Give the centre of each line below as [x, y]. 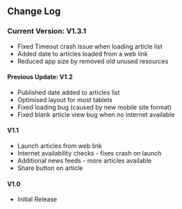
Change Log [34, 11]
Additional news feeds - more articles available [84, 161]
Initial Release [37, 199]
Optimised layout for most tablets [65, 99]
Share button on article [50, 168]
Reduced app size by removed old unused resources [93, 61]
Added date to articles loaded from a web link [82, 53]
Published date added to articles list [68, 92]
